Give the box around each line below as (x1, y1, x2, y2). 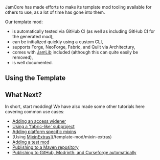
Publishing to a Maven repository (12, 144, 79, 150)
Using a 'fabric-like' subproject (12, 124, 75, 130)
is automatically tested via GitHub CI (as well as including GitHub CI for (12, 28, 155, 34)
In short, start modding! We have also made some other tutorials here (5, 104, 145, 109)
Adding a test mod (12, 139, 50, 145)
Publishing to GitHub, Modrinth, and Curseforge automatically (12, 150, 137, 156)
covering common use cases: (5, 109, 65, 115)
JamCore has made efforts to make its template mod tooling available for (5, 4, 152, 10)
